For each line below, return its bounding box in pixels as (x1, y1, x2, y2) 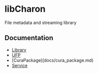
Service (11, 62, 28, 68)
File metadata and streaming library (4, 20, 77, 25)
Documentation (4, 34, 54, 42)
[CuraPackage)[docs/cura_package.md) (11, 57, 94, 63)
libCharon (4, 3, 46, 15)
